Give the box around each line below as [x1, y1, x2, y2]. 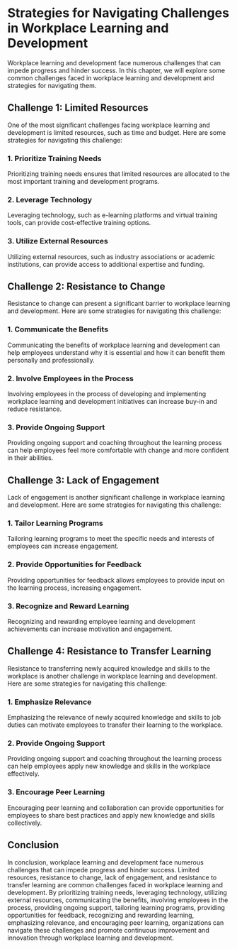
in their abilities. [7, 454, 54, 462]
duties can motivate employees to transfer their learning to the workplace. [7, 720, 224, 729]
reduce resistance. [7, 405, 62, 413]
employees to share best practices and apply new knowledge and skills [7, 811, 216, 819]
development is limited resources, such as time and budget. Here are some [7, 128, 226, 136]
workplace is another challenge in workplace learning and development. [7, 671, 218, 680]
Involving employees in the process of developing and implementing [7, 390, 207, 398]
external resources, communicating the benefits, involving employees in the [7, 896, 229, 904]
